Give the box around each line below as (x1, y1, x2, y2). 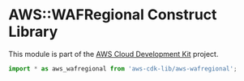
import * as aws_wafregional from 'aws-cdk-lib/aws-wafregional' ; (8, 64, 238, 73)
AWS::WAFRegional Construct (8, 6, 217, 24)
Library (8, 22, 58, 41)
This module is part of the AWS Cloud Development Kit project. (8, 49, 219, 59)
